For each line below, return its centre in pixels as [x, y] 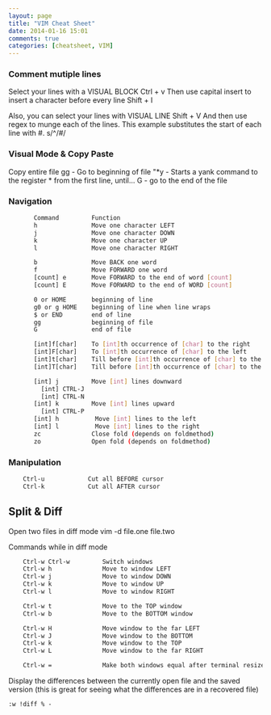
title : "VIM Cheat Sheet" [52, 23]
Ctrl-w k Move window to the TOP [102, 643]
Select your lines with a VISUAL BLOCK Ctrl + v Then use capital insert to [130, 92]
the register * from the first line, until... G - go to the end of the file [118, 180]
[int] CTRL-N [63, 397]
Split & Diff [35, 512]
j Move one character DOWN [104, 233]
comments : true [34, 38]
